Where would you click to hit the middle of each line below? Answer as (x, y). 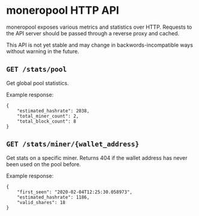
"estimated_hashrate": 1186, (53, 197)
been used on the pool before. (43, 164)
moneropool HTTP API (63, 10)
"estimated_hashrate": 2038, (53, 111)
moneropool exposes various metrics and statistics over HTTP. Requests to (99, 27)
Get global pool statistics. (37, 83)
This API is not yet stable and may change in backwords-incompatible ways (100, 45)
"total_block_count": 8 (47, 121)
